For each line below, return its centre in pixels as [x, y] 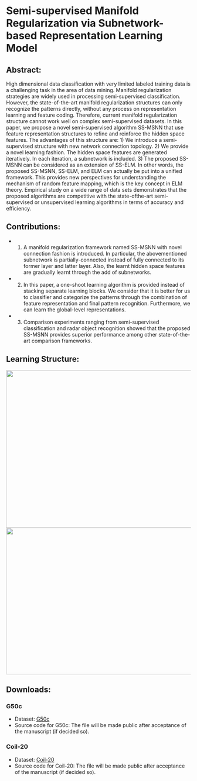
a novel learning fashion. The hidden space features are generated [86, 152]
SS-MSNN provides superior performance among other [90, 334]
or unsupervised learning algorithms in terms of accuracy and [109, 202]
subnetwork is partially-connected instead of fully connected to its [104, 260]
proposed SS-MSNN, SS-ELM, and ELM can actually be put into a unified [94, 171]
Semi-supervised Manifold [72, 11]
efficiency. [19, 208]
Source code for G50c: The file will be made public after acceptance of [100, 725]
